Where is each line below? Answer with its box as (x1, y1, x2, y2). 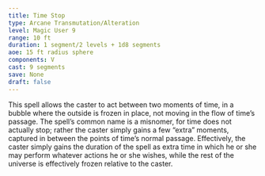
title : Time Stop (8, 11, 66, 20)
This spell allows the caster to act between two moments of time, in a (8, 100, 234, 109)
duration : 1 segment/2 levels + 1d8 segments (8, 41, 161, 49)
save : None (8, 71, 44, 78)
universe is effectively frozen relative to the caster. (8, 159, 173, 168)
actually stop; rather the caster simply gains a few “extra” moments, (8, 124, 229, 135)
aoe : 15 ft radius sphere (8, 48, 93, 56)
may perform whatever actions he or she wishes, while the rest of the (8, 150, 235, 159)
